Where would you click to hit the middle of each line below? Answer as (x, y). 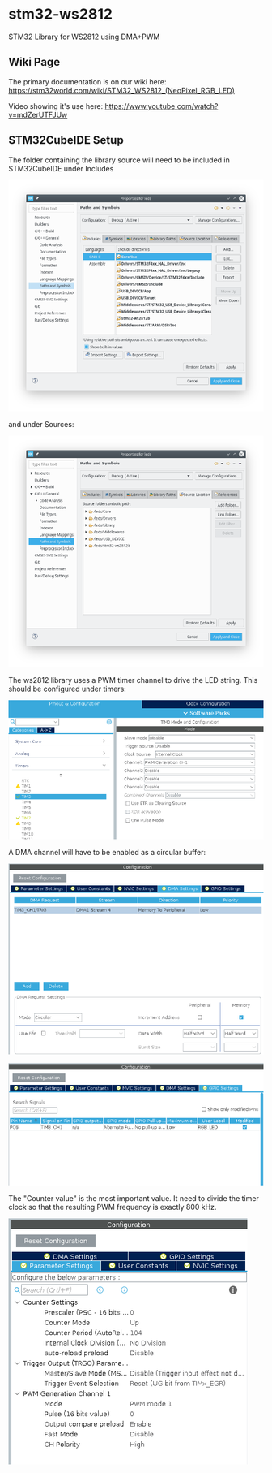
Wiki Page (34, 62)
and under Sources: (41, 424)
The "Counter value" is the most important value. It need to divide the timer (134, 1199)
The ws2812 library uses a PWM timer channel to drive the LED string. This (133, 680)
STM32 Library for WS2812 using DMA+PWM (84, 37)
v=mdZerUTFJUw (38, 114)
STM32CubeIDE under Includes (61, 168)
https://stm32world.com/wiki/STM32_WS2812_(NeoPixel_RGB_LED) (121, 90)
